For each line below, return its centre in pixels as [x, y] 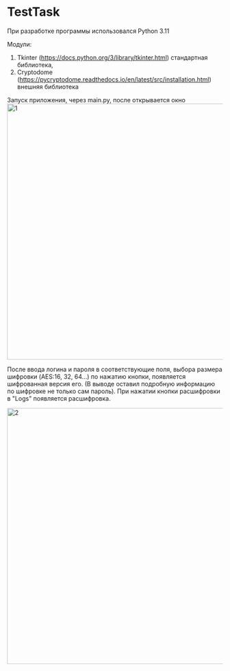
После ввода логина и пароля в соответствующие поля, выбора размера [115, 369]
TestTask [34, 12]
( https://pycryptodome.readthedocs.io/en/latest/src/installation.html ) [114, 79]
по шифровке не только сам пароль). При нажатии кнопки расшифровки [114, 391]
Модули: [20, 44]
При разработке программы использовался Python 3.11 [88, 31]
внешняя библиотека [48, 86]
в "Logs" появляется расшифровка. [59, 398]
